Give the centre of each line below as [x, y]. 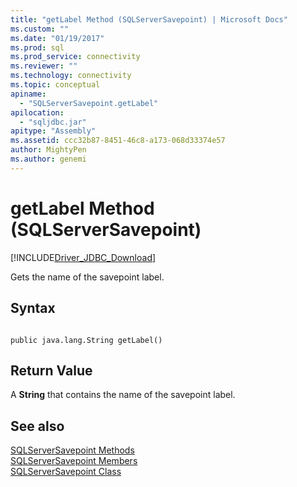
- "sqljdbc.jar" [53, 122]
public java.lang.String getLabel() [86, 340]
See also [37, 426]
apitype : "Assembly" [53, 131]
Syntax [33, 308]
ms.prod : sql [37, 47]
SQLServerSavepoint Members [74, 461]
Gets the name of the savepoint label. [87, 277]
